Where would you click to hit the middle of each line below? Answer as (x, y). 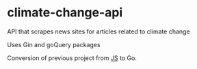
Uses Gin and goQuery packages (54, 44)
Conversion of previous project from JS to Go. (72, 58)
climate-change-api (65, 13)
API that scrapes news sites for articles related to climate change (98, 31)
